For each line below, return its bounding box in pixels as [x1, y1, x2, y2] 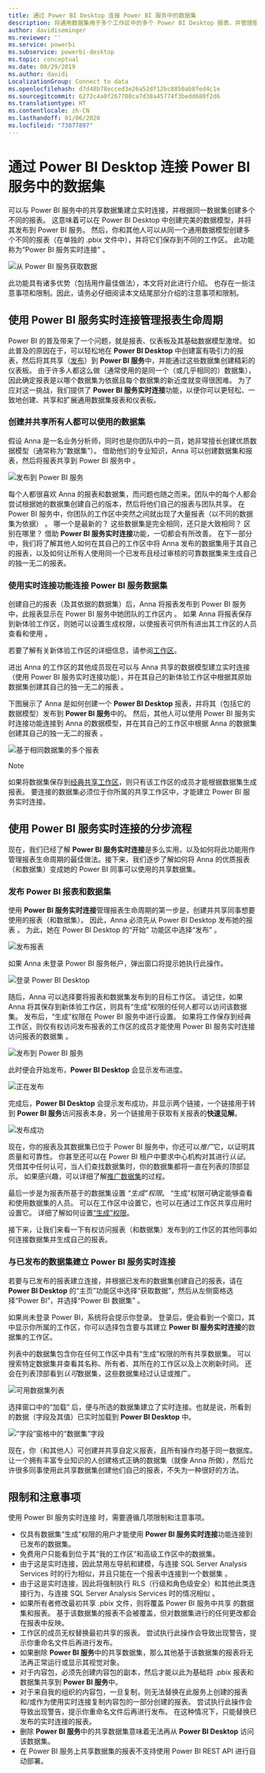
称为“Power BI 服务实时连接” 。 [8, 244, 110, 254]
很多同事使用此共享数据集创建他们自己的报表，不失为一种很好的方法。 [14, 1465, 243, 1475]
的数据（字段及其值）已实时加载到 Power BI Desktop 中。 [8, 1412, 196, 1421]
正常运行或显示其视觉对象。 [33, 1658, 124, 1667]
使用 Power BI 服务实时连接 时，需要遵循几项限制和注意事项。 [8, 1513, 209, 1522]
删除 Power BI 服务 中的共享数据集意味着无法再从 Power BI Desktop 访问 [19, 1726, 255, 1736]
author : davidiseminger [8, 26, 87, 34]
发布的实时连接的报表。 [19, 1717, 96, 1726]
